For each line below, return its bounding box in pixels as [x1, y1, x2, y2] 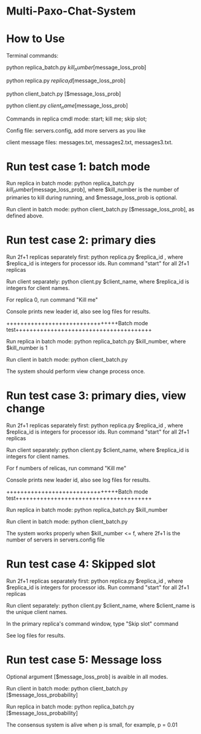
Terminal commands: [6, 52, 59, 59]
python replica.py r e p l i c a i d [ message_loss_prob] [6, 77, 126, 85]
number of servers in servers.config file [6, 536, 105, 543]
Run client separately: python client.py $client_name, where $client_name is [6, 602, 196, 609]
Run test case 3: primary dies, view [6, 389, 187, 403]
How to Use [6, 32, 65, 46]
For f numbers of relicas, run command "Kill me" [6, 465, 127, 472]
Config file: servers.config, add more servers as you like [6, 127, 146, 134]
